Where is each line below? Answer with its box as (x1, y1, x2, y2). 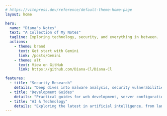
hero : (5, 21, 16, 26)
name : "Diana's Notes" (9, 25, 57, 30)
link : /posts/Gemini (18, 53, 61, 58)
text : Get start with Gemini (18, 48, 79, 54)
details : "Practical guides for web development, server (14, 94, 135, 99)
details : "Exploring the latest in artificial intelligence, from (14, 104, 155, 109)
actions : (9, 39, 28, 45)
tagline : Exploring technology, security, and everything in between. (9, 35, 159, 40)
